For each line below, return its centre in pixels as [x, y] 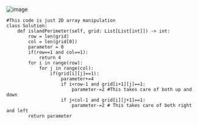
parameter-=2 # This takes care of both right [132, 106]
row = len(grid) [49, 36]
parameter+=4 [77, 79]
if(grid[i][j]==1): [74, 73]
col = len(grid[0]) [53, 42]
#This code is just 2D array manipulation [61, 21]
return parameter [50, 116]
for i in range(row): [56, 63]
